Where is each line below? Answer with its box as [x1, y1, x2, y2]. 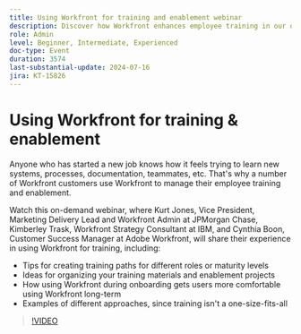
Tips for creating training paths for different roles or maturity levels [21, 260, 269, 270]
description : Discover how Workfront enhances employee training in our [9, 21, 287, 30]
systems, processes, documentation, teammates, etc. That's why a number [9, 167, 288, 179]
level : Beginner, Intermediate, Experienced [9, 38, 178, 47]
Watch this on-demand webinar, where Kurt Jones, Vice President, [9, 204, 255, 215]
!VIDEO [30, 315, 58, 326]
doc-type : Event [9, 47, 70, 56]
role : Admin [9, 30, 54, 39]
